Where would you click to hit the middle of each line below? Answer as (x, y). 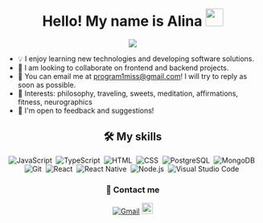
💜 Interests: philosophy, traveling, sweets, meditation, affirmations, (128, 93)
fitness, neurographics (55, 101)
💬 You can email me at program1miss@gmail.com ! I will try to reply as (132, 76)
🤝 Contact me (133, 189)
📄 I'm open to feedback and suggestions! (86, 110)
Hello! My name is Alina (122, 21)
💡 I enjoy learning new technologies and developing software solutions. (136, 58)
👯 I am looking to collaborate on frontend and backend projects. (123, 68)
